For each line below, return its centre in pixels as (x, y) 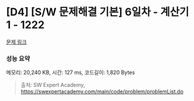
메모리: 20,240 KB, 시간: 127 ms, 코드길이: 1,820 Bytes (70, 73)
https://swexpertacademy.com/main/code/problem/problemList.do (102, 92)
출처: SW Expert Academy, (53, 85)
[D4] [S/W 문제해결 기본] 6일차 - (82, 12)
